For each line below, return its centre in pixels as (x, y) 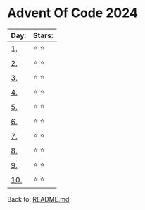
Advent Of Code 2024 (73, 13)
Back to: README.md (38, 199)
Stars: (43, 35)
